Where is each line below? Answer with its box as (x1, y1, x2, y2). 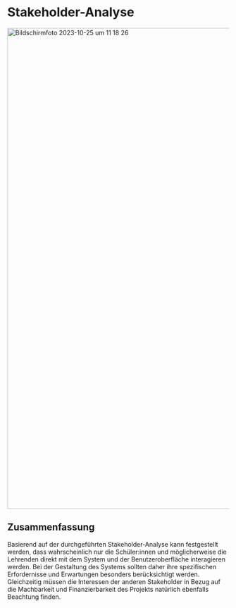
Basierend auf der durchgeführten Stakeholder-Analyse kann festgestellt (7, 540, 218, 548)
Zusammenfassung (7, 521, 95, 533)
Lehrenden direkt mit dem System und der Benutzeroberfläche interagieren (7, 554, 225, 564)
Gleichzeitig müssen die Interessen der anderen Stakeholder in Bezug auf (7, 577, 221, 585)
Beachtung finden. (7, 593, 61, 601)
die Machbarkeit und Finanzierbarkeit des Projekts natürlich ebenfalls (7, 585, 209, 593)
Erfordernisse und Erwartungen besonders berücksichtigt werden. (7, 570, 200, 578)
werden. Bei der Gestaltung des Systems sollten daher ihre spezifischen (7, 562, 217, 571)
